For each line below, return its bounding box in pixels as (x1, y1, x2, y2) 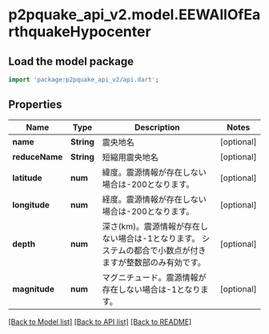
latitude (12, 172, 42, 183)
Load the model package (8, 54, 134, 68)
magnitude (12, 283, 54, 294)
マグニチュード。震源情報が (102, 272, 207, 283)
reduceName (12, 151, 63, 162)
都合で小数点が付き (134, 244, 207, 256)
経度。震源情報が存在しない (102, 194, 207, 205)
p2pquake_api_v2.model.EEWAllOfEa (8, 6, 261, 24)
